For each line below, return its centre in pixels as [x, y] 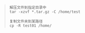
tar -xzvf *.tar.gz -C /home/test [45, 12]
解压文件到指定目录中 [28, 7]
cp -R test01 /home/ [30, 26]
